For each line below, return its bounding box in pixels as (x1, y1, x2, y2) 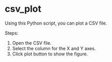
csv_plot (5, 3, 41, 15)
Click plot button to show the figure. (12, 51, 88, 57)
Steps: (5, 30, 18, 36)
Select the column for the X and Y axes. (12, 45, 96, 51)
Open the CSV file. (12, 39, 52, 46)
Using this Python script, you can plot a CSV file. (5, 20, 107, 26)
